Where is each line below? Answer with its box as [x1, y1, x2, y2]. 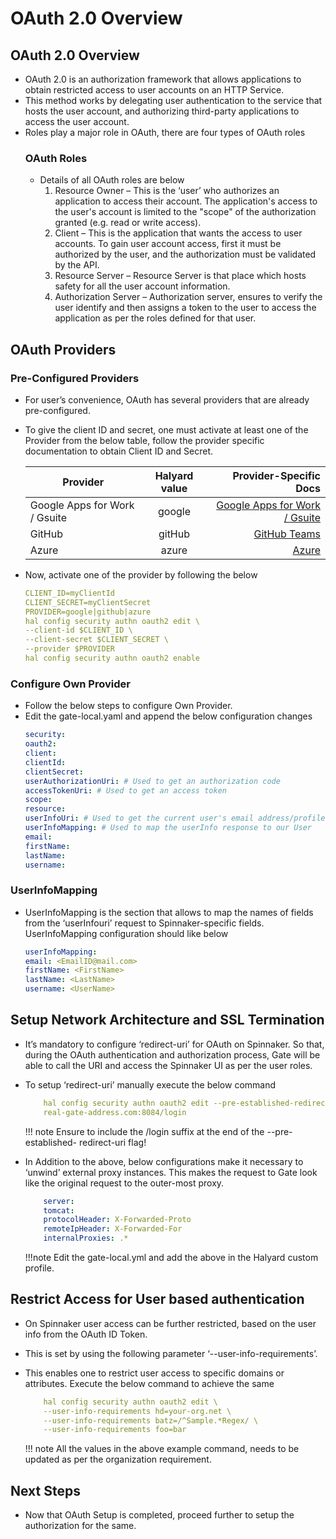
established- [24, 1136, 78, 1148]
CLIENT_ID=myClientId [24, 588, 115, 598]
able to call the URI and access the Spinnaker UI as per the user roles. [24, 1059, 313, 1071]
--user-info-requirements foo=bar [43, 1425, 187, 1435]
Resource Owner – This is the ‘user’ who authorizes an [54, 185, 280, 197]
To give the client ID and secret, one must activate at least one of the [24, 423, 309, 436]
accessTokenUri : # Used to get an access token [24, 785, 227, 796]
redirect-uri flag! [78, 1136, 147, 1148]
